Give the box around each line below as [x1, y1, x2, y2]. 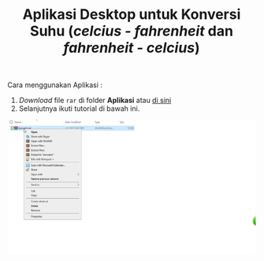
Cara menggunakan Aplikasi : [7, 80, 103, 90]
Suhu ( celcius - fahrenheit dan [29, 22, 234, 40]
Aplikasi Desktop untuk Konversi [22, 6, 241, 24]
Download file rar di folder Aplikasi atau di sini [18, 95, 172, 105]
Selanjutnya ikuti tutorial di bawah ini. [18, 104, 140, 113]
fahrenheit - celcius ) [63, 39, 200, 57]
